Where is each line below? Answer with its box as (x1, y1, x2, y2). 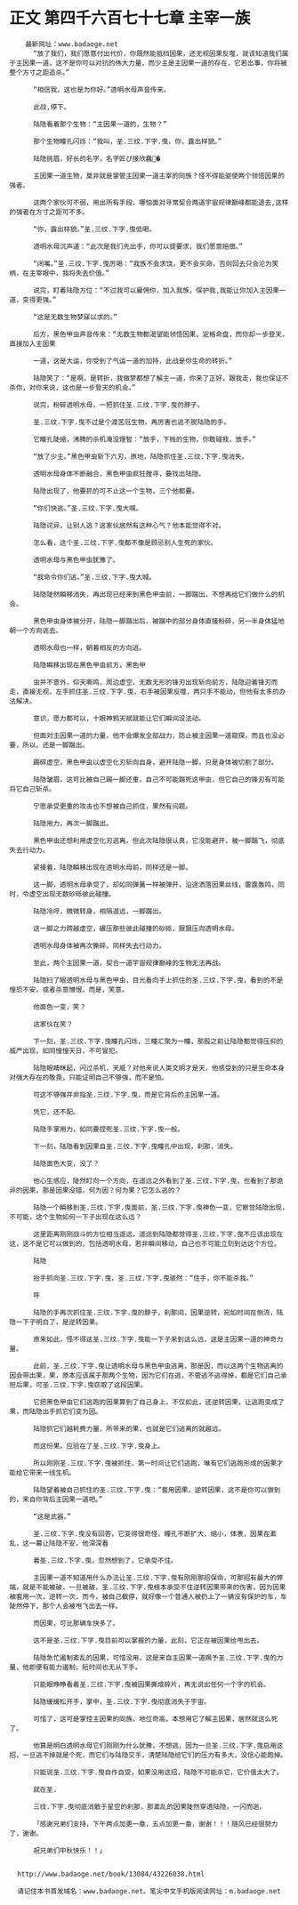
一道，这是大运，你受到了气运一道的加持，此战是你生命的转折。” (32, 357, 233, 366)
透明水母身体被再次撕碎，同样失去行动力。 (32, 941, 166, 950)
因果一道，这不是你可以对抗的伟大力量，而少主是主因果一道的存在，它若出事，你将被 (21, 59, 287, 68)
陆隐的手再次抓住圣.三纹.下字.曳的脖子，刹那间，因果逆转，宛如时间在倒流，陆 (32, 1308, 284, 1317)
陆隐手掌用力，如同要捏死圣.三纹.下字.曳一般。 (32, 1124, 185, 1134)
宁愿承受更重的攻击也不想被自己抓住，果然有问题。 (32, 801, 193, 810)
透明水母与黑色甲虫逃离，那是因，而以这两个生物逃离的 (110, 1362, 284, 1370)
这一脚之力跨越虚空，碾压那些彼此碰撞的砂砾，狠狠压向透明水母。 (32, 924, 238, 933)
